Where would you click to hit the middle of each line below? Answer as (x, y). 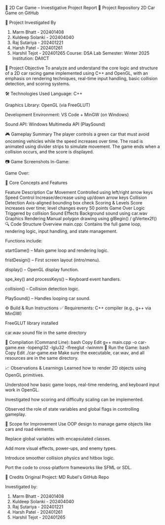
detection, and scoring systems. (38, 84)
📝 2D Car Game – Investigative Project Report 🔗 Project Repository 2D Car (80, 8)
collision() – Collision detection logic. (42, 289)
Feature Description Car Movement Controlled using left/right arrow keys (79, 192)
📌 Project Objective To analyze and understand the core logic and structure (82, 68)
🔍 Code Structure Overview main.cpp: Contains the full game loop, (73, 224)
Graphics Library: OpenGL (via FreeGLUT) (48, 105)
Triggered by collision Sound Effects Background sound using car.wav (76, 213)
